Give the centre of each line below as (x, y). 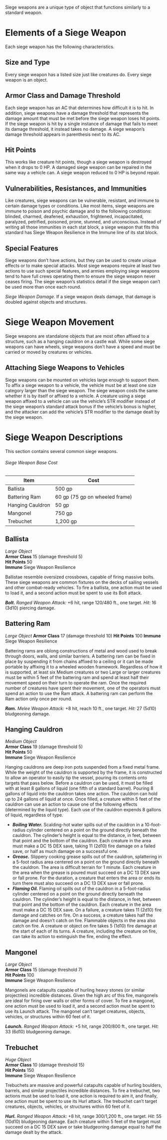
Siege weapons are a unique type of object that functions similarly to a (78, 7)
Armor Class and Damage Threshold (63, 95)
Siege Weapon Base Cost (31, 463)
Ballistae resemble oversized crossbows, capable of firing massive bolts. (80, 577)
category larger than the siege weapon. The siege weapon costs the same (82, 390)
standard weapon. (24, 13)
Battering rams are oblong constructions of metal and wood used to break (81, 650)
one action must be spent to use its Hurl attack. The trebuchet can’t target (81, 1101)
